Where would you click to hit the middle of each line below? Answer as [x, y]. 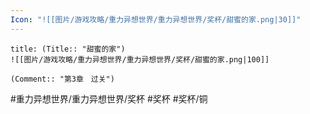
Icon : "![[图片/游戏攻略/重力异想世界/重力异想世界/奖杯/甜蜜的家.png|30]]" [156, 19]
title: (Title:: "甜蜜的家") [68, 49]
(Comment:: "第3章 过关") [62, 79]
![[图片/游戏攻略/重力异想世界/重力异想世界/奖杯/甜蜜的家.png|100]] [140, 59]
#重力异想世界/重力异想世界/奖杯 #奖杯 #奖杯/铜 [109, 98]
